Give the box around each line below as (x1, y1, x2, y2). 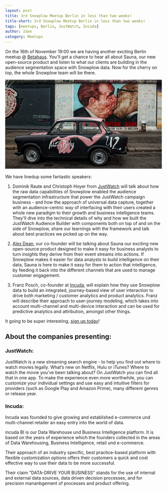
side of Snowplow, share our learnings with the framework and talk (12, 226, 150, 232)
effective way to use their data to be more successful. (5, 460, 116, 466)
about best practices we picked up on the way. (12, 231, 108, 237)
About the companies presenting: (5, 333, 112, 341)
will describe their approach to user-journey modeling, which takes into (12, 298, 159, 304)
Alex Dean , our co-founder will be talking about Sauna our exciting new (12, 241, 159, 246)
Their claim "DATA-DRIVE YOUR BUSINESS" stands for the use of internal (5, 470, 156, 476)
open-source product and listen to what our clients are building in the (5, 59, 147, 65)
